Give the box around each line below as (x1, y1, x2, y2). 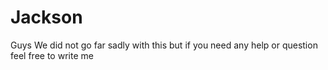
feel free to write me (10, 49, 94, 61)
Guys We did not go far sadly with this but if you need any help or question (10, 39, 318, 51)
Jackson (10, 6, 83, 29)
